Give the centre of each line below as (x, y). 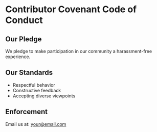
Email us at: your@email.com (36, 124)
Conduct (24, 20)
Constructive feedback (37, 90)
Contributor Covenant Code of (71, 9)
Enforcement (26, 112)
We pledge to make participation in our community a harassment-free (79, 51)
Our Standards (29, 73)
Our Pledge (24, 39)
